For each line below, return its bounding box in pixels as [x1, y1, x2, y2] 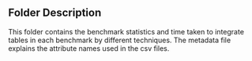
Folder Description [8, 6, 102, 20]
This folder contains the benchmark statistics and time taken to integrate [8, 27, 245, 36]
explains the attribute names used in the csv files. [8, 43, 170, 53]
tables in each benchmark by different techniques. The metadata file [8, 35, 231, 45]
